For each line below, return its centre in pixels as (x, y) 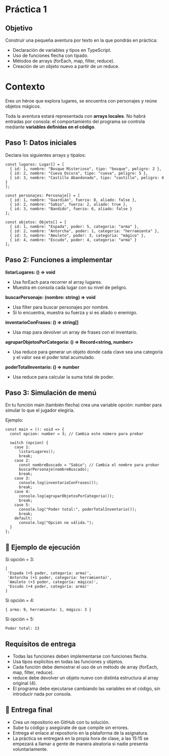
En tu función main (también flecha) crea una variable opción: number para (83, 405)
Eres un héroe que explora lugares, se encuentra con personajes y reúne (81, 101)
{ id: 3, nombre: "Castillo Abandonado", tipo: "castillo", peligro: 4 (87, 178)
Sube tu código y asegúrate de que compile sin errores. (71, 728)
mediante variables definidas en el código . (51, 127)
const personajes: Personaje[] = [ (43, 195)
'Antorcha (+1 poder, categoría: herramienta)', (60, 578)
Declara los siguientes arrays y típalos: (46, 155)
